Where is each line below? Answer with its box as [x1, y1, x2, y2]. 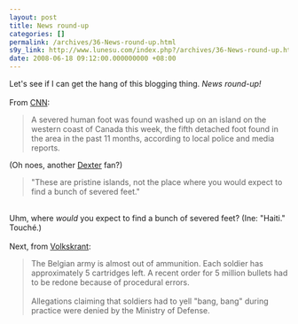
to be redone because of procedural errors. [30, 277, 191, 288]
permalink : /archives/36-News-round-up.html [9, 37, 176, 47]
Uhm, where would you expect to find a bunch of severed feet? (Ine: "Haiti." [9, 213, 286, 223]
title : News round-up [9, 21, 90, 30]
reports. [30, 143, 60, 153]
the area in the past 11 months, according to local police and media [30, 134, 275, 143]
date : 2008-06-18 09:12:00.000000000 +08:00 [9, 54, 176, 63]
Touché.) [9, 222, 43, 233]
